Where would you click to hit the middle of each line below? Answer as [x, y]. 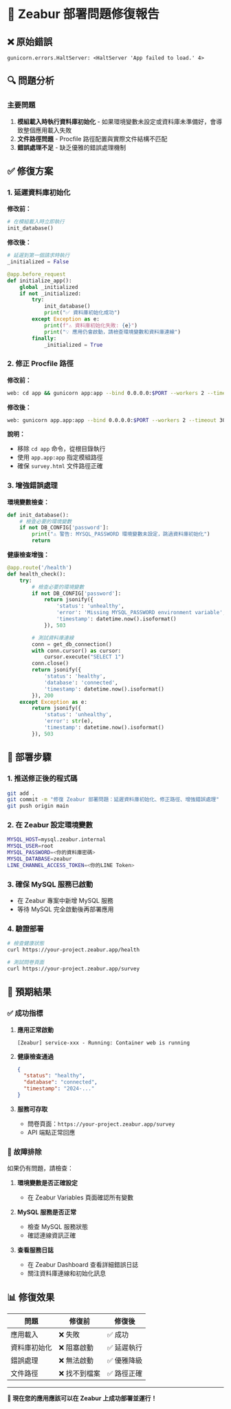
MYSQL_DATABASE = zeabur [40, 859]
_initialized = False [38, 262]
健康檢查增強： [28, 555]
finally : [44, 338]
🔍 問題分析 [31, 81]
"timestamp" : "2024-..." [59, 1089]
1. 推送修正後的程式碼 [42, 778]
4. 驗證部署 [25, 929]
